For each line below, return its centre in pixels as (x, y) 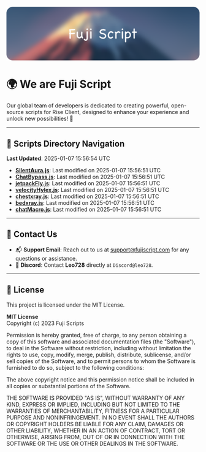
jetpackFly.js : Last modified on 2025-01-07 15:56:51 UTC (88, 183)
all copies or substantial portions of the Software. (68, 386)
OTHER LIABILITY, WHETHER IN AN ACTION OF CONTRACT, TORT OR (96, 431)
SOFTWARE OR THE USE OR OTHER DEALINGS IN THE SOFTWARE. (92, 443)
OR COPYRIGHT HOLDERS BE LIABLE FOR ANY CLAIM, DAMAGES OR (95, 424)
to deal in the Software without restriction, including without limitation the (99, 348)
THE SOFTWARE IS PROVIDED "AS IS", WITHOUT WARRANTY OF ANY (96, 398)
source (15, 112)
